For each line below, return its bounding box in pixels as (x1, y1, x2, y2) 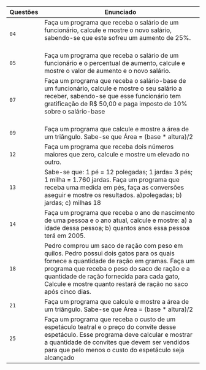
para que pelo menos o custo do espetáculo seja (44, 346, 185, 354)
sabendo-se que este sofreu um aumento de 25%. (44, 34, 191, 42)
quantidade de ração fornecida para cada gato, (44, 272, 180, 280)
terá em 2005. (44, 231, 86, 240)
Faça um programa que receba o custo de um (44, 315, 176, 323)
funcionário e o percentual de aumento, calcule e (44, 59, 186, 67)
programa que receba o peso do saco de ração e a (44, 264, 190, 272)
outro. (44, 158, 61, 166)
